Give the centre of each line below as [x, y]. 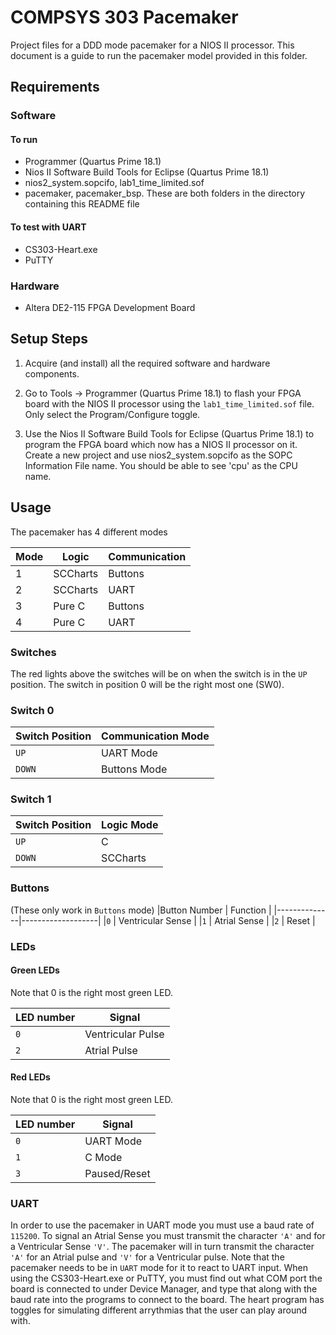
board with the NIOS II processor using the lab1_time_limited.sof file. [169, 403]
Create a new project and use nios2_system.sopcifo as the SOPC [158, 455]
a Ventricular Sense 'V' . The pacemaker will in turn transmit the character [162, 1247]
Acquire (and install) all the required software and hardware [147, 363]
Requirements [55, 87]
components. [52, 373]
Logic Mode [130, 825]
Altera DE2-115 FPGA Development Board [110, 307]
